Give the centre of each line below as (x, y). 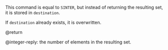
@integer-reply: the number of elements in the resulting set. (68, 42)
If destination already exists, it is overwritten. (53, 22)
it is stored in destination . (33, 13)
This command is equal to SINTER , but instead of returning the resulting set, (84, 7)
